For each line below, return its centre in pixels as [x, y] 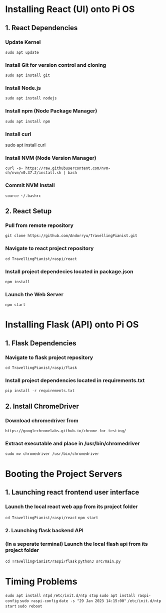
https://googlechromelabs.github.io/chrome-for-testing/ [66, 431]
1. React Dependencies [41, 28]
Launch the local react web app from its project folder [72, 507]
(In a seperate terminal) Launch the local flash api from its [77, 544]
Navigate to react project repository [49, 249]
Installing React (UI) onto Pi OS [70, 9]
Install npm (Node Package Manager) [51, 111]
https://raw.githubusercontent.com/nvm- [68, 168]
